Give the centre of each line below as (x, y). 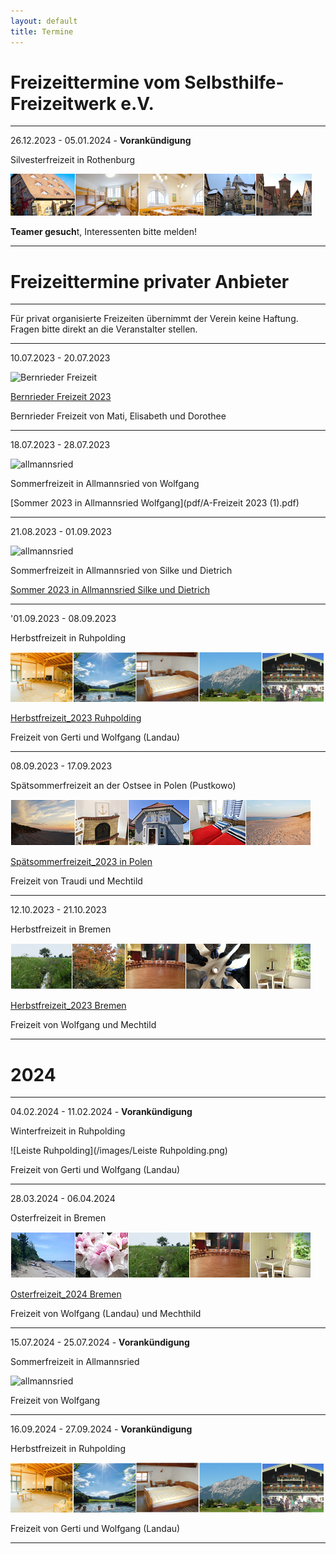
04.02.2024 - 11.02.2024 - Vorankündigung (101, 1112)
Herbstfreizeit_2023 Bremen (68, 1006)
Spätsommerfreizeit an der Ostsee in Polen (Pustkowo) (123, 786)
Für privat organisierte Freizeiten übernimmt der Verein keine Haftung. (154, 319)
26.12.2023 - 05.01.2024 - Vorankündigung (101, 141)
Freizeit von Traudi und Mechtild (76, 881)
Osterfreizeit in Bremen (58, 1218)
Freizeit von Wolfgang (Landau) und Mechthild (106, 1314)
